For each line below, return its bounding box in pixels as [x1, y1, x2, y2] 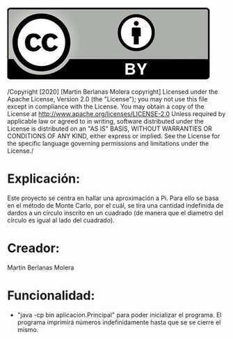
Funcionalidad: [7, 288, 95, 304]
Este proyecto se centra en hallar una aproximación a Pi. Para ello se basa [7, 194, 219, 202]
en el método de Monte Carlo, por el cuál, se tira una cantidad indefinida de [7, 201, 224, 209]
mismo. [17, 325, 39, 333]
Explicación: [7, 171, 81, 187]
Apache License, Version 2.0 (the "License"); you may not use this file [7, 95, 208, 103]
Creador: [7, 240, 61, 256]
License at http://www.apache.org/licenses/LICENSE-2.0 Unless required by [7, 110, 226, 118]
